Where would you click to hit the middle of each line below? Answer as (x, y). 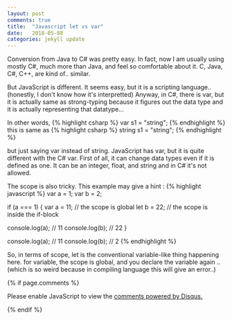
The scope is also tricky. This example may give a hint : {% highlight (104, 186)
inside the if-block (33, 215)
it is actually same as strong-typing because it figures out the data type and (115, 102)
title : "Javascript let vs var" (55, 26)
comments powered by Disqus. (158, 296)
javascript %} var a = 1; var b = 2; (55, 194)
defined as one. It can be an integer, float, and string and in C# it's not (107, 166)
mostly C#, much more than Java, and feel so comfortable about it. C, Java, (115, 66)
